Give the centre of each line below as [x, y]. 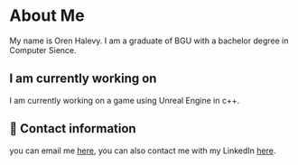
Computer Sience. [43, 50]
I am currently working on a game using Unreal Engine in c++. [125, 100]
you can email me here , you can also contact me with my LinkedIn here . [143, 151]
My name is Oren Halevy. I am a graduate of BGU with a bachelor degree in [149, 41]
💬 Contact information [73, 128]
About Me [47, 16]
